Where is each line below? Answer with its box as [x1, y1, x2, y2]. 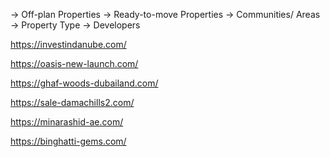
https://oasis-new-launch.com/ [10, 58, 139, 69]
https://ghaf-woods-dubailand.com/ [10, 77, 159, 89]
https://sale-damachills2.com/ [10, 97, 135, 108]
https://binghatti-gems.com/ [10, 135, 127, 147]
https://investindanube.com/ [10, 39, 127, 50]
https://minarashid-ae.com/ [10, 116, 124, 128]
